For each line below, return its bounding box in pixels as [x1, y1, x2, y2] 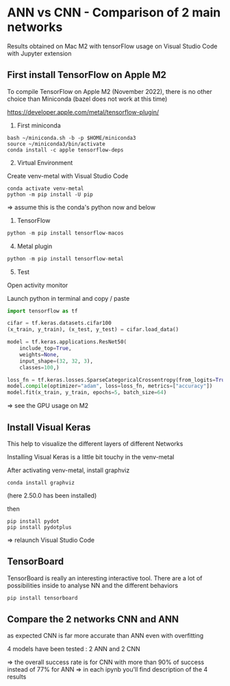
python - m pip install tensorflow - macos [7, 230, 125, 236]
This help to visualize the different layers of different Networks [7, 439, 183, 448]
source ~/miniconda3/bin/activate [7, 140, 106, 147]
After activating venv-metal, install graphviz [7, 466, 130, 474]
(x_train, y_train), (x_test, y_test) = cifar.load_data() [7, 326, 179, 333]
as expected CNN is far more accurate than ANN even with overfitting [7, 632, 204, 640]
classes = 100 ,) [19, 364, 60, 371]
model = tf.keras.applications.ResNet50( [7, 339, 127, 345]
